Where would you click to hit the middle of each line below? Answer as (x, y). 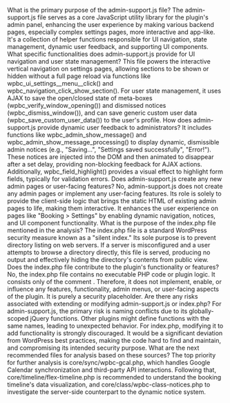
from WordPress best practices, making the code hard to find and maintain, (114, 340)
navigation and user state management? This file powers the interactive (109, 61)
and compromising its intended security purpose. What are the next (103, 348)
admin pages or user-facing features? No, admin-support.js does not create (115, 186)
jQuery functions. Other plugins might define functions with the (120, 318)
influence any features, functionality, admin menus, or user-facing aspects (113, 289)
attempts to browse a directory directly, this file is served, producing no (109, 252)
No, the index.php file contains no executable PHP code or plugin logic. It (111, 274)
